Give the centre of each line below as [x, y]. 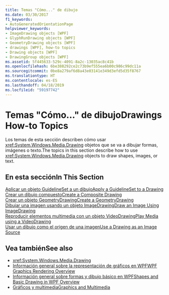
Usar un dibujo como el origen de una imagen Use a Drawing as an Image [81, 227]
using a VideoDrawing [28, 222]
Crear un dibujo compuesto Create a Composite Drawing [64, 195]
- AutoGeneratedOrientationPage [39, 24]
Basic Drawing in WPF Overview [46, 282]
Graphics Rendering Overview [44, 271]
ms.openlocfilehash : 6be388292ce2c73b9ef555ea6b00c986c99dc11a [73, 66]
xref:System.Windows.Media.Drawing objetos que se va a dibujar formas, [81, 145]
